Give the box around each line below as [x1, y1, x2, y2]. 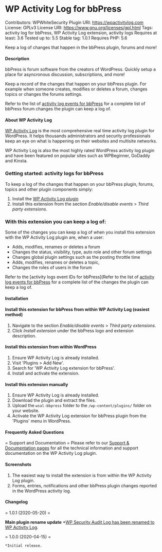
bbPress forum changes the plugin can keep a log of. [5, 106, 111, 112]
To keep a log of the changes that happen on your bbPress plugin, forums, [5, 181, 154, 187]
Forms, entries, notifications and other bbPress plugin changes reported [12, 482, 157, 488]
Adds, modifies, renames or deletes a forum [12, 244, 101, 249]
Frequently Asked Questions [5, 429, 64, 435]
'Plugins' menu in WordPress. [12, 418, 72, 424]
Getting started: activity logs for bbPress [5, 170, 104, 177]
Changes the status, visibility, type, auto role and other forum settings [12, 249, 152, 255]
